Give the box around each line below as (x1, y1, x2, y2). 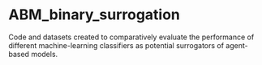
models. (31, 49, 58, 59)
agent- (225, 40, 249, 50)
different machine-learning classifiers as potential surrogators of (8, 40, 225, 50)
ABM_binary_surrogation (8, 6, 181, 24)
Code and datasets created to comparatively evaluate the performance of (8, 32, 255, 42)
